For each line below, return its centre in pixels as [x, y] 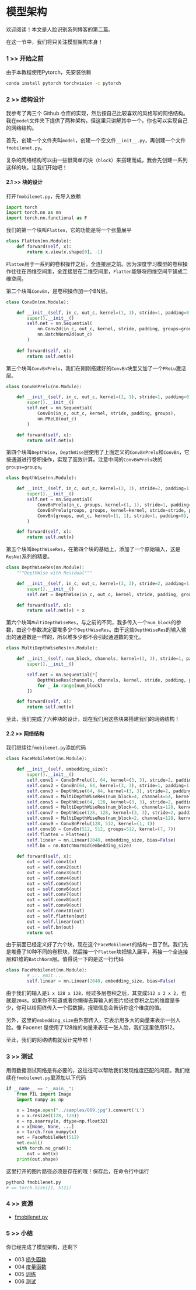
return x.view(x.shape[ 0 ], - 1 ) [65, 252]
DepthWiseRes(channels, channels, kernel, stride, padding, [112, 680]
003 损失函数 [30, 1260]
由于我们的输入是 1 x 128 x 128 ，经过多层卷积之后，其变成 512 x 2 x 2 [91, 993]
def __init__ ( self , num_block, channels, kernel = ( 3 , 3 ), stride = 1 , [100, 659]
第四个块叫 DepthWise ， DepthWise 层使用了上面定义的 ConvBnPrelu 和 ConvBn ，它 [98, 452]
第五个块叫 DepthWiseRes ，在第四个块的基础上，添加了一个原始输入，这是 [93, 549]
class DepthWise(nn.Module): [41, 478]
